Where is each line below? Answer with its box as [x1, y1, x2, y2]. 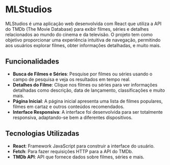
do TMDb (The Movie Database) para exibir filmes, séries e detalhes [5, 26, 149, 32]
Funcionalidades [5, 57, 60, 66]
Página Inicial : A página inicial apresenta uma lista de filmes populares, [12, 98, 163, 104]
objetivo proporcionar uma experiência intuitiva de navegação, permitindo [5, 37, 161, 43]
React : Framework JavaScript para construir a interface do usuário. [12, 142, 155, 149]
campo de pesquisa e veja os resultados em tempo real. [12, 76, 131, 82]
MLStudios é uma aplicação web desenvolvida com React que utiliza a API [5, 20, 162, 27]
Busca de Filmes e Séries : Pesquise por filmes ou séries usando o [12, 71, 153, 77]
